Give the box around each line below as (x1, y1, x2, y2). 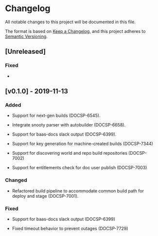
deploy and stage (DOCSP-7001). (12, 193, 79, 199)
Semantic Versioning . (5, 33, 48, 39)
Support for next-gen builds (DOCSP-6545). (12, 112, 101, 119)
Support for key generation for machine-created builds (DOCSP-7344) (12, 141, 153, 147)
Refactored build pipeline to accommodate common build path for (12, 188, 144, 194)
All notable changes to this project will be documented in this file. (5, 19, 136, 25)
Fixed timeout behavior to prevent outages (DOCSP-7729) (12, 225, 128, 231)
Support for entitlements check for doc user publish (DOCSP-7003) (12, 165, 147, 171)
